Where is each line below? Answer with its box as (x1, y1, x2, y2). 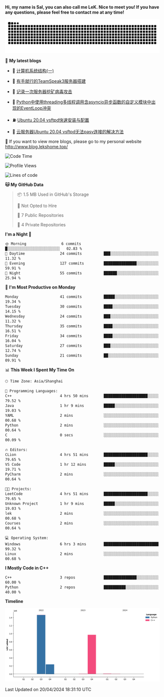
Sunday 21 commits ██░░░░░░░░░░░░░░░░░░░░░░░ (5, 353, 159, 358)
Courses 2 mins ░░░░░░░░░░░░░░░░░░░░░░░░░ (5, 521, 159, 526)
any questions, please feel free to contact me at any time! (5, 9, 124, 15)
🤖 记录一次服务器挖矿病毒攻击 (12, 88, 72, 95)
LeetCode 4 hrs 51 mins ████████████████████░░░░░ (5, 491, 159, 496)
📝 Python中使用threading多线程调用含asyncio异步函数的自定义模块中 (12, 99, 152, 105)
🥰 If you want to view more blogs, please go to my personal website (5, 138, 142, 144)
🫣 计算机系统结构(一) (12, 68, 54, 73)
